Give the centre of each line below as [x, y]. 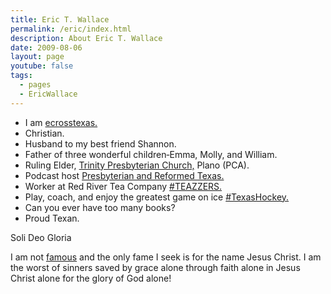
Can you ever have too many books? [100, 207]
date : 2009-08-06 [46, 47]
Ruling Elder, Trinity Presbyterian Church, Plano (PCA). [137, 165]
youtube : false [42, 66]
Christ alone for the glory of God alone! [91, 278]
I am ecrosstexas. [61, 122]
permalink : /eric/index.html [71, 29]
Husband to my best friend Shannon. [100, 143]
